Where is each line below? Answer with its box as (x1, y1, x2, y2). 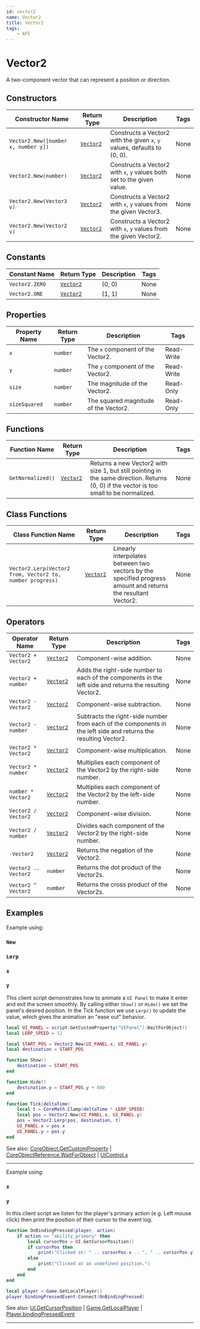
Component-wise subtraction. (76, 700, 162, 709)
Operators (6, 617, 45, 627)
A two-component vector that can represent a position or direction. (6, 76, 171, 83)
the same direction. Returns (90, 474, 167, 482)
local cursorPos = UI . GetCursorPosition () (27, 1238, 135, 1244)
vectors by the (112, 567, 154, 575)
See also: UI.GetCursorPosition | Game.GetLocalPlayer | (6, 1305, 143, 1312)
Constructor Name (14, 114, 69, 123)
